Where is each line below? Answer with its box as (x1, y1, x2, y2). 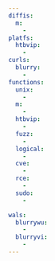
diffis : (8, 11, 34, 20)
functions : (8, 78, 45, 86)
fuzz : (15, 130, 34, 138)
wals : (8, 211, 26, 219)
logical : (15, 145, 45, 153)
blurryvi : (15, 233, 48, 241)
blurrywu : (15, 218, 48, 227)
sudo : (15, 189, 34, 197)
